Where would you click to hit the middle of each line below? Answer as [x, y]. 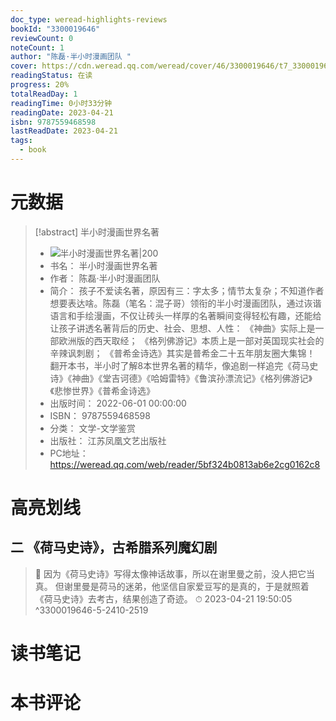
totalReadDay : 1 [44, 94]
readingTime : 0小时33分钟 [61, 103]
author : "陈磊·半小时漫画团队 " [71, 57]
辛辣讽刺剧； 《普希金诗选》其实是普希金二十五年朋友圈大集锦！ [182, 353]
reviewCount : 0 [42, 38]
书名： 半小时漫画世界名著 [103, 265]
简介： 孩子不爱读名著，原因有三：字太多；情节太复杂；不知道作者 [187, 290]
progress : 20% [40, 85]
